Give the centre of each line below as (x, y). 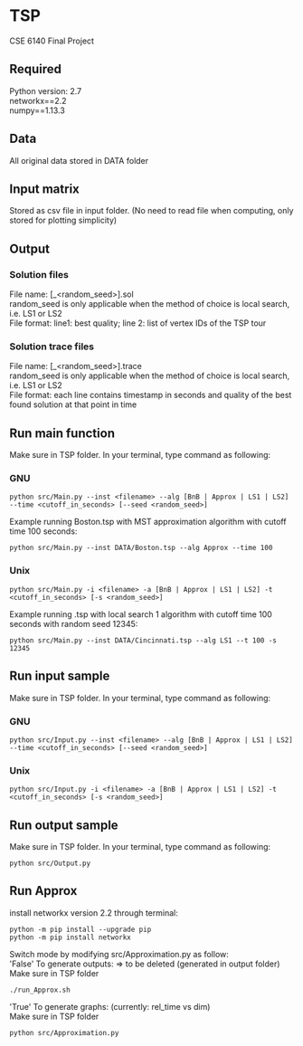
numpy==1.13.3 (37, 110)
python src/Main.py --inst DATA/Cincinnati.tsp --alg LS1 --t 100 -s (143, 640)
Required (35, 69)
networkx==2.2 (38, 100)
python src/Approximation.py (64, 1032)
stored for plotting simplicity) (63, 220)
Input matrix (44, 189)
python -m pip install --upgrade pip (80, 929)
